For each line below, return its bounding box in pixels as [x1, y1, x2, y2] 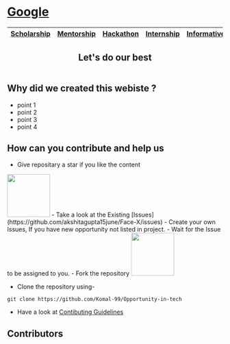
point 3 [16, 115, 38, 123]
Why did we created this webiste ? [7, 83, 157, 95]
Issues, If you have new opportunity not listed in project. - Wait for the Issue [7, 225, 221, 234]
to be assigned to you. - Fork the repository [7, 269, 130, 278]
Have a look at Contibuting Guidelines [16, 308, 124, 316]
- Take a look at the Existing [51, 210, 130, 219]
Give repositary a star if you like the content [16, 160, 141, 169]
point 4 [16, 123, 38, 131]
